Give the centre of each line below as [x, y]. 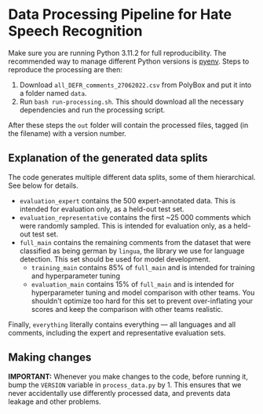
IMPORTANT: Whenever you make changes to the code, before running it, [128, 376]
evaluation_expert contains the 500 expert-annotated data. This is [128, 200]
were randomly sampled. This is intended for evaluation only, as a [126, 225]
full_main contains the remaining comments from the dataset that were [135, 242]
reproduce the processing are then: [66, 69]
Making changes [50, 358]
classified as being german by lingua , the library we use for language [132, 251]
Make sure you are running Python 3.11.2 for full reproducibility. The [117, 53]
